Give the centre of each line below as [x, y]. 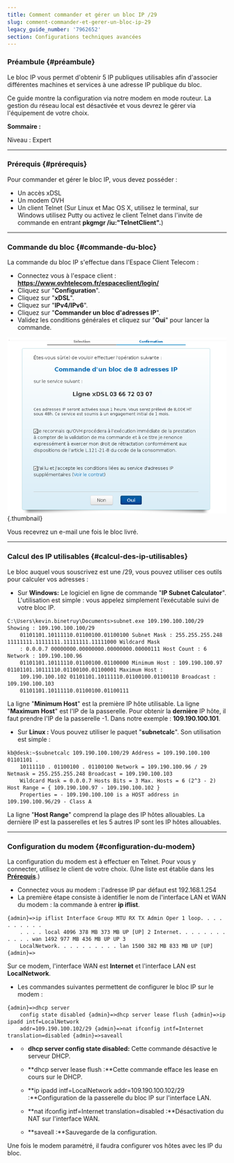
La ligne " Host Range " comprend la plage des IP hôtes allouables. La [106, 814]
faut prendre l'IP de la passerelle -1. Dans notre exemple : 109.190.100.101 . [114, 718]
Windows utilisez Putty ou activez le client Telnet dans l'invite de [110, 215]
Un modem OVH [41, 200]
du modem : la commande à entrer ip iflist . [79, 904]
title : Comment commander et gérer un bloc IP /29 [82, 15]
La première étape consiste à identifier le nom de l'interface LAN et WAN [122, 897]
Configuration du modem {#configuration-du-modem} [101, 846]
